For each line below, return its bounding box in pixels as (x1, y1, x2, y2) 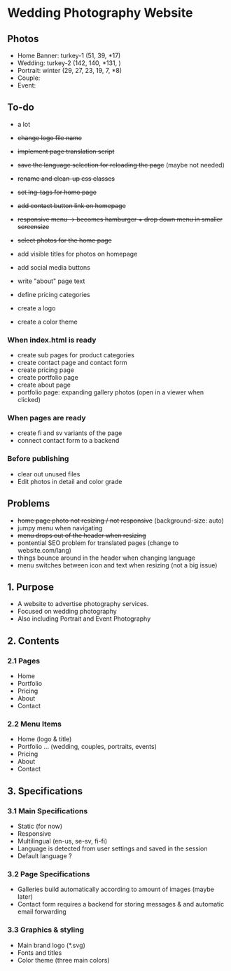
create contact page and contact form (17, 359, 127, 367)
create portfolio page (17, 373, 78, 382)
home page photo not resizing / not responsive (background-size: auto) (17, 516, 224, 525)
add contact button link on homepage (17, 201, 126, 209)
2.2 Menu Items (7, 719, 62, 729)
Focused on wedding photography (17, 607, 117, 616)
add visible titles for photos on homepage (17, 249, 138, 258)
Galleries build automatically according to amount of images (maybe (17, 885, 215, 894)
